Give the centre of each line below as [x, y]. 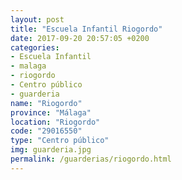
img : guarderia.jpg [51, 150]
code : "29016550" [46, 131]
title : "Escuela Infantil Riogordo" [86, 29]
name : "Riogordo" [46, 103]
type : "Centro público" [60, 141]
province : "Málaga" [51, 112]
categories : [35, 47]
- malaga [28, 66]
